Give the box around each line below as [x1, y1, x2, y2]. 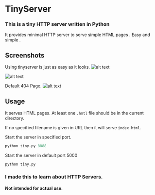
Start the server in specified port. [5, 134, 71, 140]
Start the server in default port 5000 [5, 152, 78, 158]
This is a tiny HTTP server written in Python [5, 21, 110, 28]
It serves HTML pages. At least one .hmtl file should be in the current [5, 110, 144, 116]
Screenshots [5, 51, 45, 59]
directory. [5, 116, 24, 121]
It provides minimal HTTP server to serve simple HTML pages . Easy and [5, 32, 151, 38]
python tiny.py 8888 [5, 144, 47, 149]
